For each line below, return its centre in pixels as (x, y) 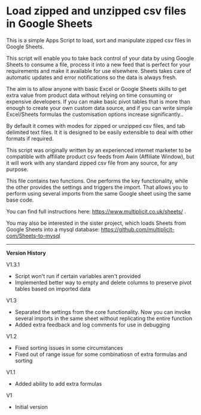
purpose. (17, 169)
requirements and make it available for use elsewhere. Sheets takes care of (99, 71)
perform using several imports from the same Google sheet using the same (99, 193)
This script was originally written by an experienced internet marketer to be (99, 150)
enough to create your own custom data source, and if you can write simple (100, 108)
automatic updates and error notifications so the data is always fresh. (92, 77)
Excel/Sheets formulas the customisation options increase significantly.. (95, 114)
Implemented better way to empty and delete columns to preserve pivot (103, 282)
